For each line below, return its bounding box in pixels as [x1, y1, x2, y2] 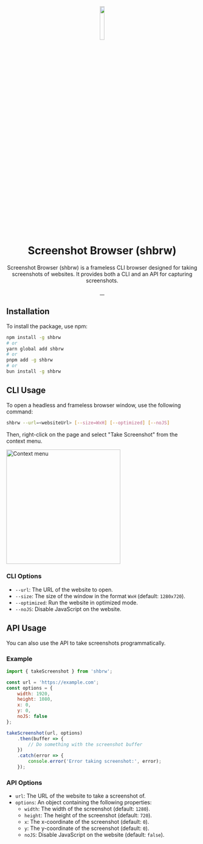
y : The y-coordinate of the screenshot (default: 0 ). [24, 824, 150, 832]
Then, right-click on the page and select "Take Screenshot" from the [6, 431, 178, 438]
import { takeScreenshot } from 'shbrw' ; [6, 668, 113, 674]
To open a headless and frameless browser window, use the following [6, 401, 181, 409]
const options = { [6, 685, 53, 691]
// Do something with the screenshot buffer [28, 741, 143, 748]
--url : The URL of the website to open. [15, 585, 114, 593]
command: [6, 408, 33, 415]
